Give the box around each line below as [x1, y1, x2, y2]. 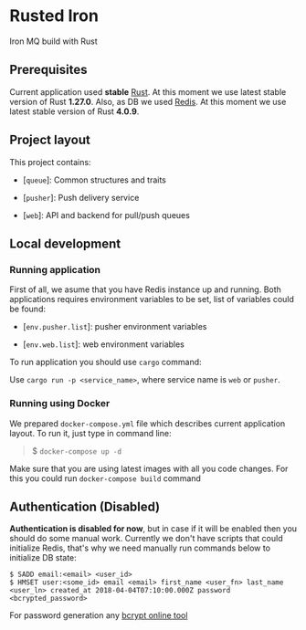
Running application [9, 263, 101, 276]
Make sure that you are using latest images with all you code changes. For [9, 463, 289, 474]
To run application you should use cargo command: [9, 357, 203, 368]
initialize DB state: [9, 552, 78, 563]
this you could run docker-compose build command [9, 472, 201, 484]
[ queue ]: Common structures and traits [22, 174, 167, 185]
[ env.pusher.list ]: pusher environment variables [22, 321, 207, 332]
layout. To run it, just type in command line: [9, 427, 172, 438]
